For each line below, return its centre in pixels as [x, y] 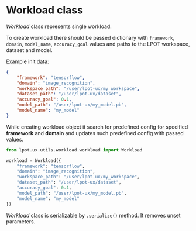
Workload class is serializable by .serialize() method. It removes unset [93, 215]
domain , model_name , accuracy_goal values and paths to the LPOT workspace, [98, 44]
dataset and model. [29, 50]
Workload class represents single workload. [59, 26]
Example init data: [27, 61]
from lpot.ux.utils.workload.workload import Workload [74, 150]
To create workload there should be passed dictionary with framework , [90, 37]
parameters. [21, 221]
